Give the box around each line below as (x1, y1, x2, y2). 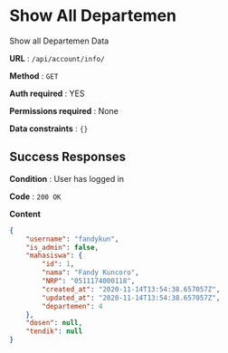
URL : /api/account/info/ (9, 52, 106, 63)
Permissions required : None (9, 105, 119, 116)
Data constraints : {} (9, 123, 89, 134)
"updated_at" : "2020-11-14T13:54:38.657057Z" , (42, 293, 221, 302)
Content (9, 208, 41, 219)
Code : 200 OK (9, 191, 62, 202)
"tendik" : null (25, 327, 83, 336)
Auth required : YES (9, 88, 85, 99)
